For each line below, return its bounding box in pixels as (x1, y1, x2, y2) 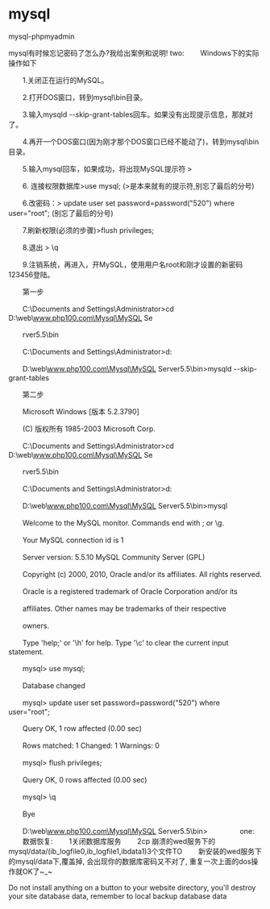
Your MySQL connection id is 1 (22, 535, 124, 545)
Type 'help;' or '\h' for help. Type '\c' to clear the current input (22, 637, 229, 647)
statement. (8, 646, 44, 657)
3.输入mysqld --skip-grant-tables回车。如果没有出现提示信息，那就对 (22, 110, 254, 119)
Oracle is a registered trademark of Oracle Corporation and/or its (22, 586, 238, 596)
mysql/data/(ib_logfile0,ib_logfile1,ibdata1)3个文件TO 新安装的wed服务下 (8, 846, 262, 856)
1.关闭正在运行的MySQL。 (22, 75, 109, 85)
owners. (22, 621, 50, 630)
